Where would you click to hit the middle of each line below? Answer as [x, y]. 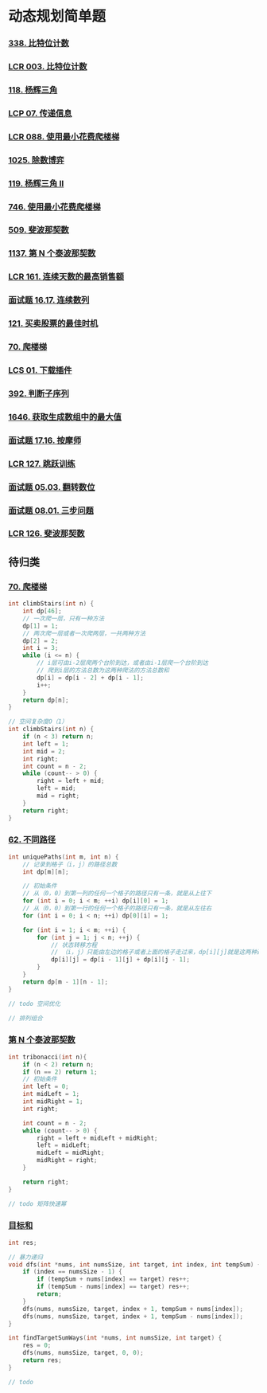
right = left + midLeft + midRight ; [97, 1138]
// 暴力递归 [26, 1257]
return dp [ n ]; [46, 700]
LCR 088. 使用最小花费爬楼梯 [64, 136]
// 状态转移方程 [74, 945]
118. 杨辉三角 [33, 90]
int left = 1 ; [46, 744]
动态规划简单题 [57, 16]
